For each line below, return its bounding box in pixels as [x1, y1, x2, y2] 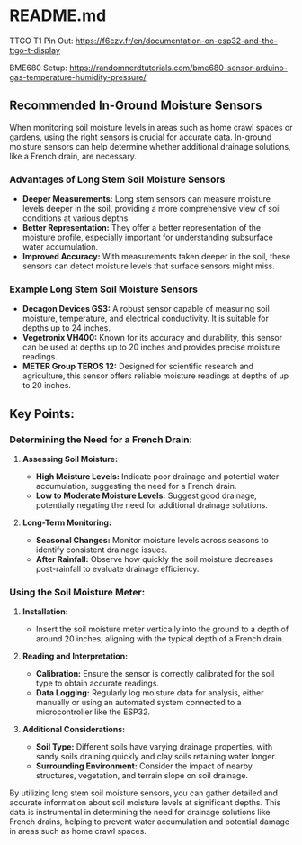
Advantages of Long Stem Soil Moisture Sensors [9, 173, 226, 186]
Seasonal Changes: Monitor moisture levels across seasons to [35, 535, 270, 546]
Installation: [22, 606, 69, 617]
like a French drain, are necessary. [9, 150, 137, 161]
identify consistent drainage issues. [35, 544, 168, 555]
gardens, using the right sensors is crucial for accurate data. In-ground [9, 132, 272, 142]
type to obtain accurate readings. [35, 677, 160, 689]
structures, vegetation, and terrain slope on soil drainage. [35, 770, 249, 781]
